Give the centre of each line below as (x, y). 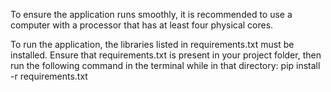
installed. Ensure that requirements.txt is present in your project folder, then (166, 55)
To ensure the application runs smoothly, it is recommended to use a (151, 14)
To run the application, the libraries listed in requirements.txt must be (152, 44)
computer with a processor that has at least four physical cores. (142, 25)
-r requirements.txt (49, 76)
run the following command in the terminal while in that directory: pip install (165, 65)
